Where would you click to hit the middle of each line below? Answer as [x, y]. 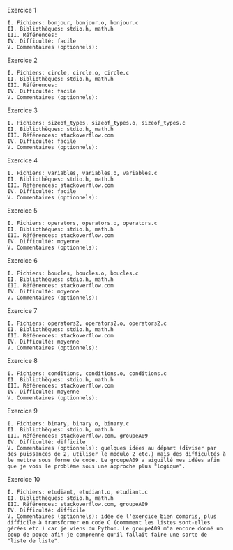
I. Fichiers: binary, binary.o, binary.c [68, 424]
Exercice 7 [22, 311]
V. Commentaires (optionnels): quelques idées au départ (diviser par [112, 448]
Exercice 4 [23, 160]
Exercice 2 [22, 60]
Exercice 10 [24, 479]
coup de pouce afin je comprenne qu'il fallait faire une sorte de [107, 535]
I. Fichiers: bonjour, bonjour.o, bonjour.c [73, 23]
